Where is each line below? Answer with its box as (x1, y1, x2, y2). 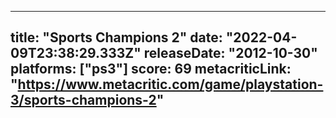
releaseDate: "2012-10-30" (143, 45, 318, 62)
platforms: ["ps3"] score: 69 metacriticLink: (10, 61, 292, 78)
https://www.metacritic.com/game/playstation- (17, 76, 324, 93)
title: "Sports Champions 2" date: (10, 29, 223, 46)
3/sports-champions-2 (10, 92, 157, 109)
